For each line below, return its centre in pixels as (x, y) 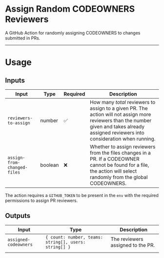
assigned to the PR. (133, 245)
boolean (50, 165)
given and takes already (117, 126)
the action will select (113, 171)
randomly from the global (119, 177)
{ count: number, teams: (74, 237)
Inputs (15, 80)
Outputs (18, 216)
